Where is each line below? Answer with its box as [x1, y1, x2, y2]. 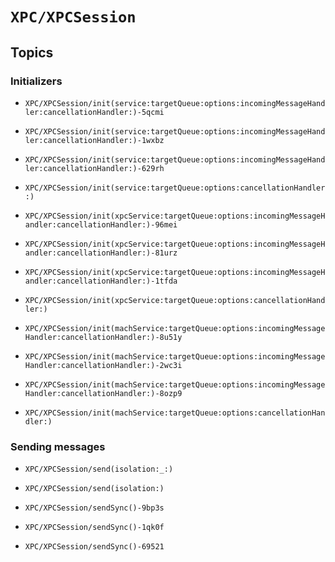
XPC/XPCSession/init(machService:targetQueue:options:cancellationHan [24, 408, 326, 418]
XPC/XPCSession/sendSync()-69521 [24, 542, 165, 552]
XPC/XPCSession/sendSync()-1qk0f [24, 523, 165, 533]
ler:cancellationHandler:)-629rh [24, 163, 165, 173]
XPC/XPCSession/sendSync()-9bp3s [24, 503, 165, 513]
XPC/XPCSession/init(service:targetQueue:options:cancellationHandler [24, 183, 326, 193]
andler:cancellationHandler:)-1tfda [24, 276, 178, 286]
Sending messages [10, 439, 106, 453]
